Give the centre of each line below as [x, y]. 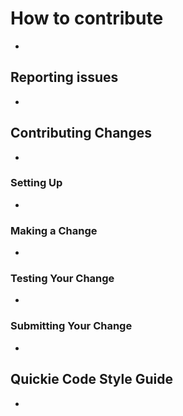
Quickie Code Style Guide [91, 379]
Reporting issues [64, 77]
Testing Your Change [62, 279]
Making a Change [54, 230]
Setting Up [36, 183]
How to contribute [87, 18]
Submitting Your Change [71, 326]
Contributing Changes [81, 133]
